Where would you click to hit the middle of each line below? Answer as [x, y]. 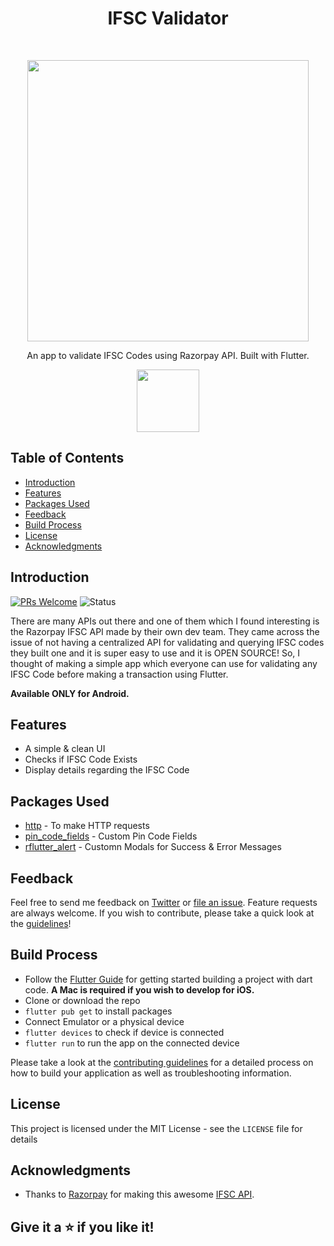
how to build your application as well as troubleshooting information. [151, 1073]
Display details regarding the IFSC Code [107, 770]
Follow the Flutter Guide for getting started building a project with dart [168, 979]
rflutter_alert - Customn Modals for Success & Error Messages [153, 847]
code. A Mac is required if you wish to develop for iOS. [139, 989]
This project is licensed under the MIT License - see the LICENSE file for [156, 1128]
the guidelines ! [41, 923]
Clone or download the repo [82, 1000]
